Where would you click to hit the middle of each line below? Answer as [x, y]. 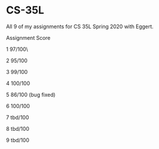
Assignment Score [28, 38]
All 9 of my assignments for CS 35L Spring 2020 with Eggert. [80, 26]
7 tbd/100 [18, 117]
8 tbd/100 [18, 128]
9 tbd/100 [18, 140]
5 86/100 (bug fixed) [31, 94]
